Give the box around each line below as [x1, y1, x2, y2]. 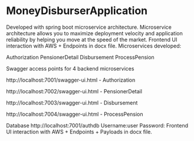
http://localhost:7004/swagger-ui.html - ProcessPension [6, 110, 143, 117]
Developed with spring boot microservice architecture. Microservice [6, 23, 172, 31]
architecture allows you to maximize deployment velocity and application [6, 29, 183, 36]
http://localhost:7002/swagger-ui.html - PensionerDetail [6, 88, 143, 95]
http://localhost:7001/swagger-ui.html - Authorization [6, 76, 136, 83]
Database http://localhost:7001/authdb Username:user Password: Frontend [6, 122, 189, 129]
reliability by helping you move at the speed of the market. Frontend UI [6, 36, 177, 43]
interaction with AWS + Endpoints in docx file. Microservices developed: [6, 42, 182, 49]
